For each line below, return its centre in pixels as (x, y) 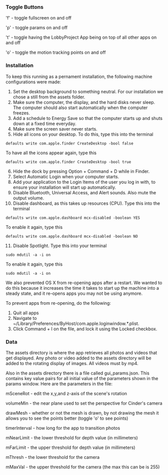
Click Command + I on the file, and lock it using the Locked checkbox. (85, 329)
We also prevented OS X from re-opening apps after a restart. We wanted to (84, 283)
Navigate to (25, 318)
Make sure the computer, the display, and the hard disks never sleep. (84, 102)
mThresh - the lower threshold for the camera (52, 457)
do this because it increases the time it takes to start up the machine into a (82, 288)
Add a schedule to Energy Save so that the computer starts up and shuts (88, 118)
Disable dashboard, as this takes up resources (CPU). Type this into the (86, 203)
